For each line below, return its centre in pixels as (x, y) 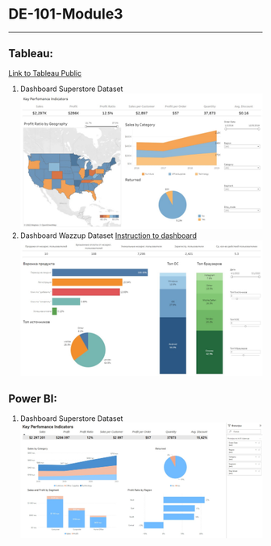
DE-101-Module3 (66, 14)
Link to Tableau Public (45, 73)
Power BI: (33, 399)
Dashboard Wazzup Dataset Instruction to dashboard (108, 235)
